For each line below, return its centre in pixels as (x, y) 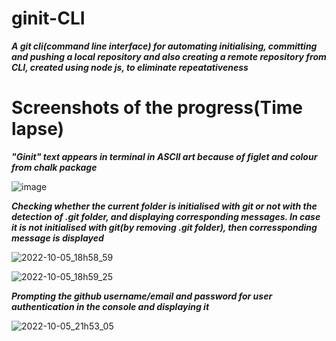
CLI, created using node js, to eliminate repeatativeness (130, 67)
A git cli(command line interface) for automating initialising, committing (164, 46)
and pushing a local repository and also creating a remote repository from (169, 56)
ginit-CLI (48, 18)
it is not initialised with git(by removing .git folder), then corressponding (164, 227)
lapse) (38, 129)
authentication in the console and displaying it (110, 306)
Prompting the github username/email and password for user (142, 296)
